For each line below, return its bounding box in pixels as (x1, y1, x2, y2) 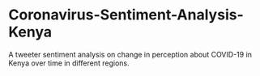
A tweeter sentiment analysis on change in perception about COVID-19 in (8, 49, 253, 59)
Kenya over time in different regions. (8, 58, 130, 68)
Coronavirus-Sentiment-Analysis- (8, 6, 245, 24)
